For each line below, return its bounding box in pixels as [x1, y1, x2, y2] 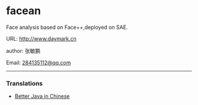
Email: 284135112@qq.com [6, 59, 71, 66]
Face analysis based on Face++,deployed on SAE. [6, 24, 128, 31]
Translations [6, 79, 43, 87]
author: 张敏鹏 [6, 47, 41, 54]
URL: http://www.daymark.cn [6, 35, 77, 42]
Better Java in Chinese [14, 93, 70, 100]
